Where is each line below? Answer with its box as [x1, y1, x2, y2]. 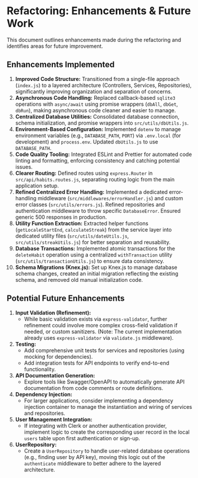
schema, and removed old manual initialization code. [15, 276, 143, 283]
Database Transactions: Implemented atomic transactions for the [15, 245, 176, 252]
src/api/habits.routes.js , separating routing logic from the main [15, 175, 175, 183]
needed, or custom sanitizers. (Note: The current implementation [24, 328, 182, 335]
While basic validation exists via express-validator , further [24, 315, 167, 323]
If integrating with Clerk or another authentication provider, [24, 422, 167, 429]
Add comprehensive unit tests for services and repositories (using [24, 347, 185, 354]
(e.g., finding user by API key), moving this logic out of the [24, 453, 166, 460]
